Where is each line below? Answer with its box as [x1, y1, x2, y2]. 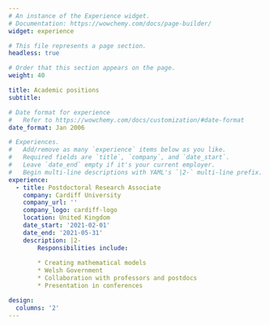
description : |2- [23, 236, 82, 245]
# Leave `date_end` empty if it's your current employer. [8, 161, 216, 169]
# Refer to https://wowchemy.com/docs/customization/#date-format [8, 115, 245, 124]
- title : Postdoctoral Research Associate [15, 184, 161, 192]
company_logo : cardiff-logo [23, 206, 117, 214]
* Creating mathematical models [37, 259, 147, 267]
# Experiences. [8, 138, 60, 146]
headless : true [8, 50, 60, 58]
